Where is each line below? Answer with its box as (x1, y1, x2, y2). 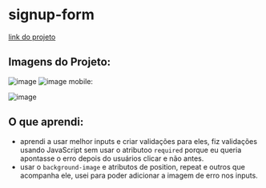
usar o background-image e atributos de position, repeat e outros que (19, 162, 246, 171)
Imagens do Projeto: (8, 55, 111, 69)
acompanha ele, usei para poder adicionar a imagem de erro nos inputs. (19, 170, 258, 180)
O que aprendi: (8, 115, 84, 129)
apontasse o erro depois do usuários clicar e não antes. (19, 154, 204, 163)
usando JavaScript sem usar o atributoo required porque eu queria (19, 145, 242, 154)
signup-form (8, 6, 95, 24)
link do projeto (8, 32, 56, 42)
